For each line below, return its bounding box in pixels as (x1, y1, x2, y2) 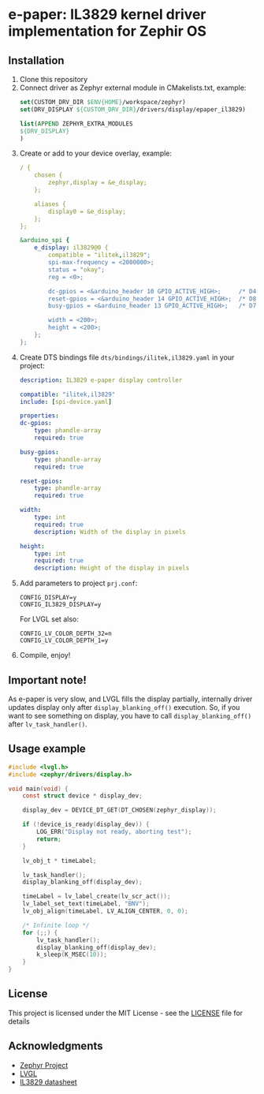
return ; (36, 835, 61, 843)
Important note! (8, 673, 87, 687)
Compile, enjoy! (19, 651, 71, 660)
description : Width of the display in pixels (34, 528, 187, 536)
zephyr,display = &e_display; (48, 179, 147, 187)
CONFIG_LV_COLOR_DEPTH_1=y (19, 637, 109, 644)
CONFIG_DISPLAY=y (19, 594, 77, 602)
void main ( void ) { (8, 785, 69, 793)
